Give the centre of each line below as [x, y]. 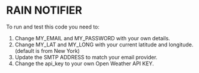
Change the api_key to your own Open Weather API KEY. [84, 64]
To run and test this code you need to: [53, 27]
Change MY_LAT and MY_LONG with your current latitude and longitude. [104, 45]
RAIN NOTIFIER [44, 10]
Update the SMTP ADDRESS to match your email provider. [86, 57]
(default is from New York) [47, 50]
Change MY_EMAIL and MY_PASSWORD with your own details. [92, 38]
